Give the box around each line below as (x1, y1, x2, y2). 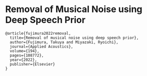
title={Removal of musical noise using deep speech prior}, (10, 35, 139, 40)
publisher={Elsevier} (10, 61, 56, 66)
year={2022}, (10, 57, 37, 62)
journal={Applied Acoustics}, (10, 44, 73, 49)
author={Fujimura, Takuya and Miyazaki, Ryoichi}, (10, 39, 119, 45)
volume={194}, (10, 48, 39, 53)
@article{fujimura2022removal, (5, 31, 71, 36)
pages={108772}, (10, 53, 44, 58)
